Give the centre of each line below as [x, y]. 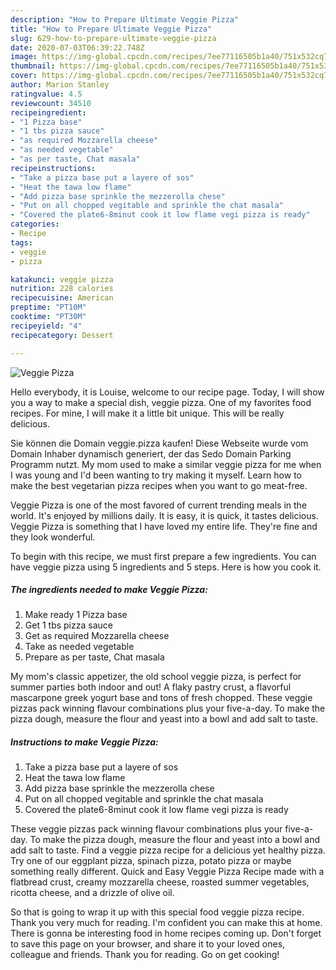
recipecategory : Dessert [62, 335]
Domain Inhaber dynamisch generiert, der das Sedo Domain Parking [151, 453]
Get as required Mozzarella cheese [97, 636]
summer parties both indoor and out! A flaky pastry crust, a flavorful [151, 687]
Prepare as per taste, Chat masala [94, 657]
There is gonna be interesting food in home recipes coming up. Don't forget [166, 933]
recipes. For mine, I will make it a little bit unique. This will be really [147, 413]
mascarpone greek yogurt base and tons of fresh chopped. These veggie [161, 698]
